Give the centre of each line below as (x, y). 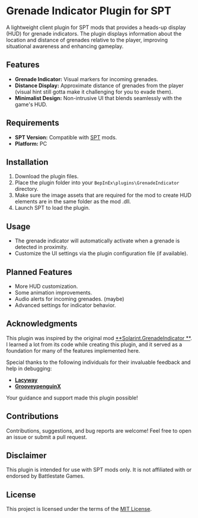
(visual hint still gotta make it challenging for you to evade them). (94, 92)
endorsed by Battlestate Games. (45, 476)
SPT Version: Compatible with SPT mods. (66, 137)
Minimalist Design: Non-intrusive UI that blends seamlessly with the (98, 98)
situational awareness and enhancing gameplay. (65, 46)
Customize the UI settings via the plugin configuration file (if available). (101, 254)
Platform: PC (31, 143)
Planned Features (39, 272)
